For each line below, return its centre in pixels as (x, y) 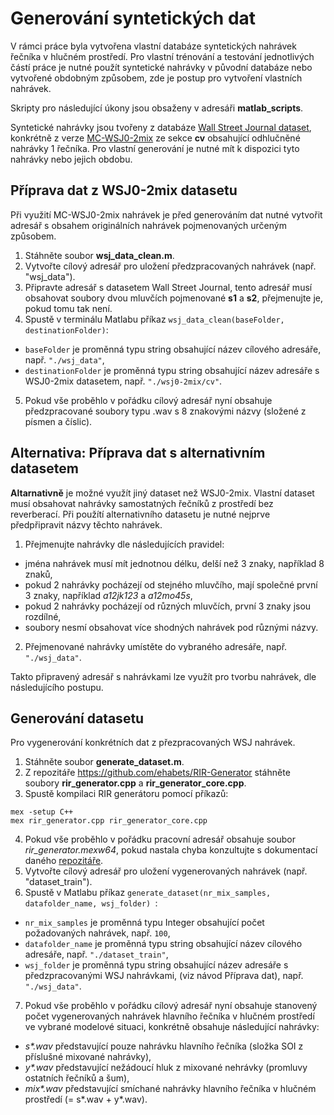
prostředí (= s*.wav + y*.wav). (86, 1099)
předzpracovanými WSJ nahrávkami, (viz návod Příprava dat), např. (164, 976)
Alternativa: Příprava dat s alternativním (138, 453)
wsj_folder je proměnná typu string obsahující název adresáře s (156, 965)
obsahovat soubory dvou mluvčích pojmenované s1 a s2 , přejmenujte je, (174, 298)
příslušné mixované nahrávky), (88, 1057)
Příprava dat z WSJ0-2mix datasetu (124, 190)
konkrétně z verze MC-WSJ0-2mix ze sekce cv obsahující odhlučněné (155, 138)
